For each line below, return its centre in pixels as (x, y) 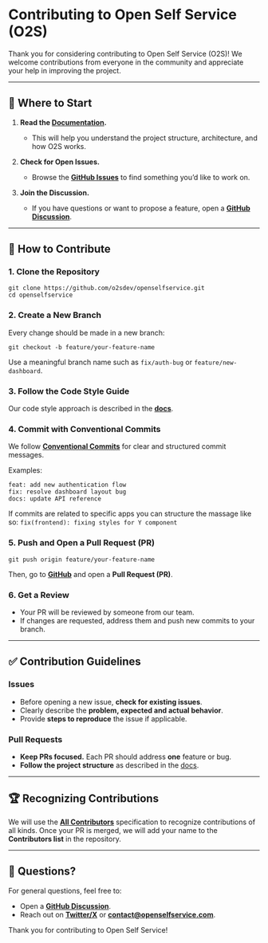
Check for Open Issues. (59, 162)
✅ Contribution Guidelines (75, 662)
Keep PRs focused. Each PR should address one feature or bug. (126, 756)
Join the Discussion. (55, 192)
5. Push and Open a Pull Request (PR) (82, 543)
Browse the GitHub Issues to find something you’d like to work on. (141, 177)
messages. (26, 455)
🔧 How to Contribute (60, 249)
